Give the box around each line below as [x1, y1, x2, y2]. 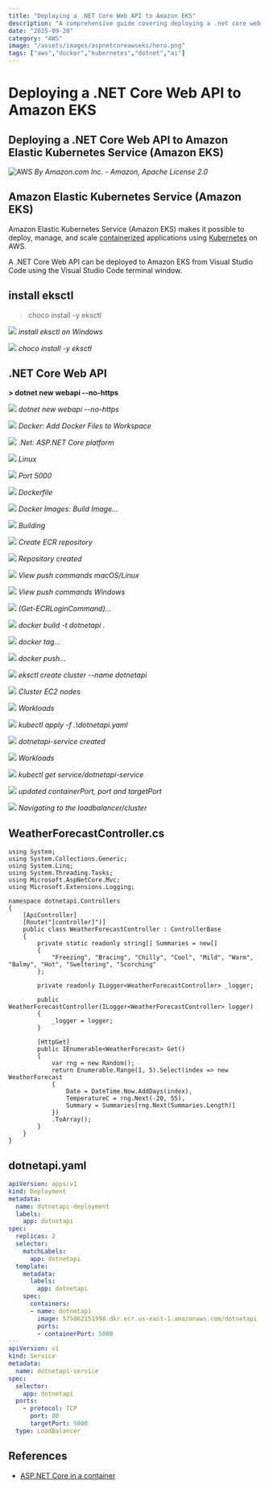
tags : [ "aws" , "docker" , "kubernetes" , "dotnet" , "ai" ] [8, 49, 185, 57]
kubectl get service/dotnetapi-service [18, 770, 144, 779]
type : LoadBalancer [15, 1427, 81, 1435]
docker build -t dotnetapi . [18, 621, 106, 630]
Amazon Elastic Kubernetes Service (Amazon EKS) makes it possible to [8, 224, 245, 234]
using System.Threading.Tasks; [8, 869, 114, 878]
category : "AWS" [8, 34, 63, 43]
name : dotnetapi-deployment [15, 1202, 110, 1210]
